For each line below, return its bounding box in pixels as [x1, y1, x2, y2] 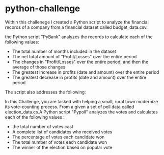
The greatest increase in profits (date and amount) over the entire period [12, 69, 160, 75]
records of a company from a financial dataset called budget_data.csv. [5, 24, 148, 30]
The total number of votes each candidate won [12, 139, 107, 145]
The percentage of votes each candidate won [12, 134, 105, 140]
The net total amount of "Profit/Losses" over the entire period [12, 53, 137, 59]
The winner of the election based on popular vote [12, 144, 112, 150]
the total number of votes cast [12, 123, 74, 130]
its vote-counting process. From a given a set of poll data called [5, 104, 134, 110]
